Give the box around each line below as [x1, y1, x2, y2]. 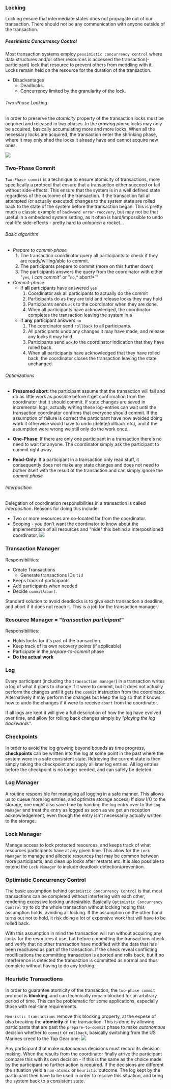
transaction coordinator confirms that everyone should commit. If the [12, 410, 158, 416]
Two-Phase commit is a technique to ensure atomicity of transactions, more [5, 176, 160, 182]
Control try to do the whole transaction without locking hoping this [5, 904, 145, 910]
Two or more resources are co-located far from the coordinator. [12, 515, 147, 522]
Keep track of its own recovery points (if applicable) [12, 643, 122, 649]
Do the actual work [12, 654, 54, 660]
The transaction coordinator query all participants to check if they [20, 252, 158, 258]
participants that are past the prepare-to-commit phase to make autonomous [5, 1024, 165, 1030]
